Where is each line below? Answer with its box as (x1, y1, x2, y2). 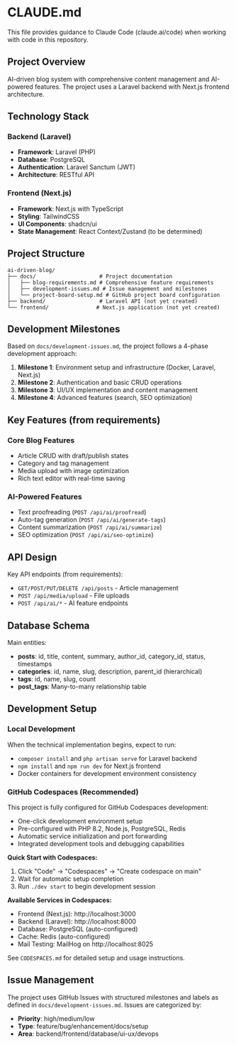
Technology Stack (7, 111, 89, 123)
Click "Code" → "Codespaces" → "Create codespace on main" (17, 867, 202, 875)
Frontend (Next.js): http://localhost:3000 (17, 909, 136, 918)
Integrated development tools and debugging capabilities (17, 839, 185, 848)
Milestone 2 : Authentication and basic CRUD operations (17, 378, 182, 387)
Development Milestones (7, 323, 120, 335)
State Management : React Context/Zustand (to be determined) (17, 227, 203, 235)
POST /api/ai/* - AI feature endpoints (17, 599, 129, 607)
